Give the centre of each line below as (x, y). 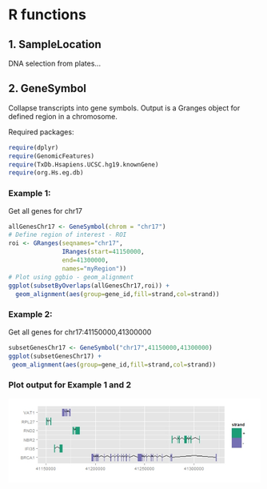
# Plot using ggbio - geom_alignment (71, 277)
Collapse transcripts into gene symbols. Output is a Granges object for (124, 108)
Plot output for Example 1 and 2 (70, 385)
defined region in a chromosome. (63, 116)
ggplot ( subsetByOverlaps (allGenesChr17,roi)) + (89, 286)
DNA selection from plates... (55, 63)
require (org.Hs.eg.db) (46, 173)
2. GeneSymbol (47, 88)
